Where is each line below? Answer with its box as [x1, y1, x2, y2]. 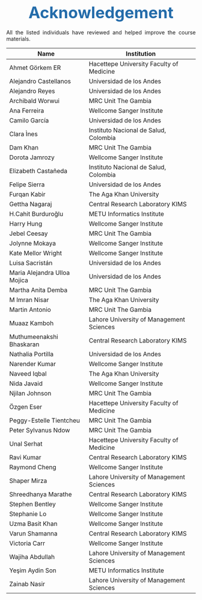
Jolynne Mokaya [9, 239, 56, 247]
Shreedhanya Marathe [9, 490, 72, 498]
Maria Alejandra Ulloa [9, 268, 70, 277]
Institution [126, 49, 156, 58]
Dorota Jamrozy [9, 153, 55, 162]
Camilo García [9, 116, 49, 124]
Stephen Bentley [9, 500, 56, 508]
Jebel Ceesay [9, 229, 48, 238]
